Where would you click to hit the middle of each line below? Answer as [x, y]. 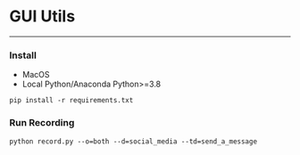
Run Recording [42, 123]
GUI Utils [42, 16]
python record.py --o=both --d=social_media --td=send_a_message [133, 141]
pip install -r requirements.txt [71, 101]
